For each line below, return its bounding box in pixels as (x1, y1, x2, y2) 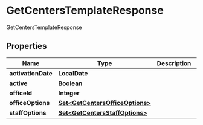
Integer (58, 89, 80, 97)
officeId (9, 89, 32, 97)
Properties (6, 41, 47, 51)
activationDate (9, 69, 53, 77)
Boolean (58, 79, 83, 88)
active (9, 79, 28, 88)
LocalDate (58, 69, 88, 77)
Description (156, 59, 192, 67)
